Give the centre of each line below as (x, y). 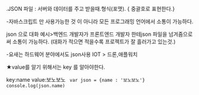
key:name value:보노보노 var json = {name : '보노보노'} (76, 80)
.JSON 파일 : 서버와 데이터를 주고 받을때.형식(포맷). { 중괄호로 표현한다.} (91, 9)
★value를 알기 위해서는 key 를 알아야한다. (56, 67)
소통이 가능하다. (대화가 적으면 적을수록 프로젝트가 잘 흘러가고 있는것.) (94, 42)
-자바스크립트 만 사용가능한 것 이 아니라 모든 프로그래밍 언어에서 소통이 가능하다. (100, 22)
